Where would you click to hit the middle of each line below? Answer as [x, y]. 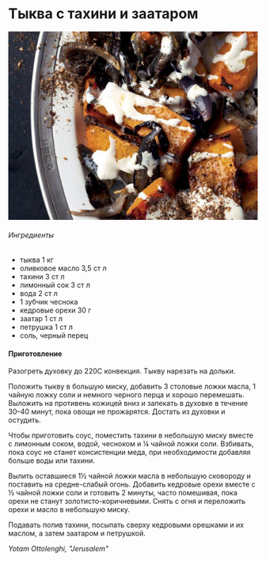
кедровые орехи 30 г [55, 310]
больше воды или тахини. [51, 461]
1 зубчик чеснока [49, 302]
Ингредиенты [31, 235]
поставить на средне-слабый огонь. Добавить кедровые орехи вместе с [132, 484]
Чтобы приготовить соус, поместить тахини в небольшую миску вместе [131, 435]
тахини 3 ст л [42, 277]
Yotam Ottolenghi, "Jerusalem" [59, 549]
